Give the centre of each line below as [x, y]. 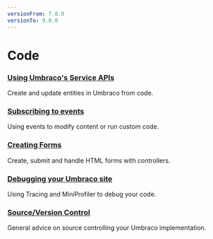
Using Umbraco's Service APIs [61, 77]
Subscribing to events [46, 111]
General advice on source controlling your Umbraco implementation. [107, 228]
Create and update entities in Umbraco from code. [80, 93]
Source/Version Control [49, 212]
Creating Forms [35, 145]
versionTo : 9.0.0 [33, 21]
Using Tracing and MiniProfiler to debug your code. [82, 194]
